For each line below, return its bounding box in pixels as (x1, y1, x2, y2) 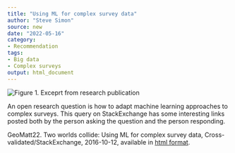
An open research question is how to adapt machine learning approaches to (7, 102, 228, 110)
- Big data (7, 56, 40, 63)
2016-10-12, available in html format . (84, 138, 191, 146)
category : (7, 36, 37, 44)
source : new (7, 23, 42, 30)
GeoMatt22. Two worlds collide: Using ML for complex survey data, (7, 131, 203, 139)
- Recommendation (7, 43, 59, 50)
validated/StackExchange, (7, 138, 83, 146)
